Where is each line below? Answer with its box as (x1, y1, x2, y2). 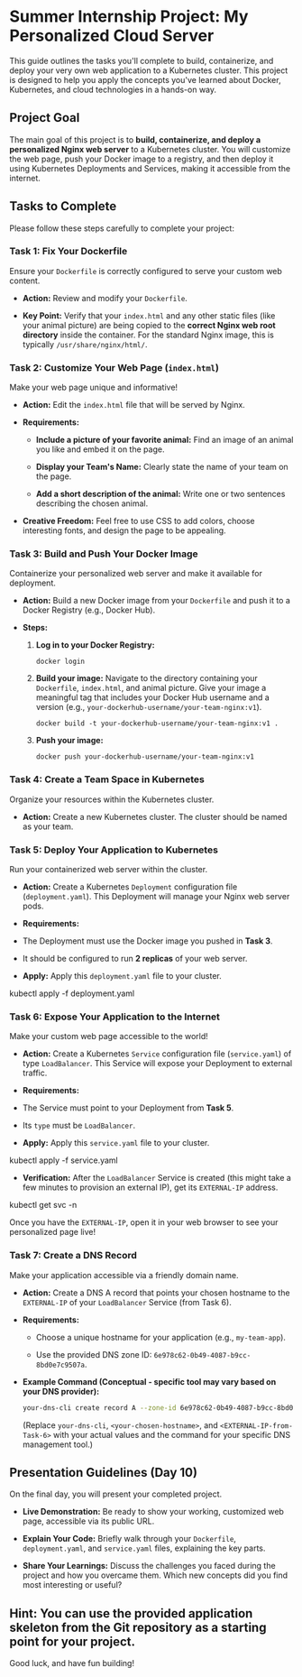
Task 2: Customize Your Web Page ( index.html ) (9, 361, 219, 373)
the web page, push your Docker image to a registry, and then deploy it (9, 153, 274, 164)
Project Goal (9, 110, 80, 125)
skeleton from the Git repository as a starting (9, 1619, 267, 1635)
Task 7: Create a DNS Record (9, 1249, 138, 1262)
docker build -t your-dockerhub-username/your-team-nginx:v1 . (35, 719, 279, 728)
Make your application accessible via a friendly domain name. (9, 1269, 239, 1280)
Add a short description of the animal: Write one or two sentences (35, 489, 286, 500)
